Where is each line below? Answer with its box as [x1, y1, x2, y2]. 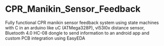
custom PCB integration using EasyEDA [5, 35, 85, 41]
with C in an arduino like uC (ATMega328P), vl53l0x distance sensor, [5, 24, 145, 30]
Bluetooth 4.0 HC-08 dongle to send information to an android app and [5, 30, 150, 36]
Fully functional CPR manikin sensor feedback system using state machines [5, 20, 159, 25]
